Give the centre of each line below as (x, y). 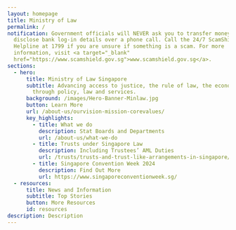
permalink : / (26, 27)
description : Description (45, 216)
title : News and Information (68, 190)
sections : (22, 66)
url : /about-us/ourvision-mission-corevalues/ (95, 111)
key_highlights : (50, 118)
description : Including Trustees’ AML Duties (106, 151)
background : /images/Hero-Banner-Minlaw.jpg (92, 99)
